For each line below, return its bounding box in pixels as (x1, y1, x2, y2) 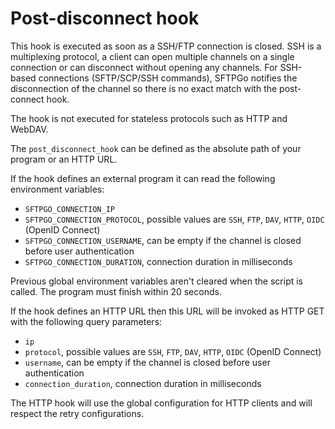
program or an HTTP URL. (10, 153, 118, 165)
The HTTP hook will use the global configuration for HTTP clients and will (10, 397, 313, 409)
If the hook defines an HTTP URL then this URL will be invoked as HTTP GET (10, 305, 325, 317)
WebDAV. (10, 123, 49, 135)
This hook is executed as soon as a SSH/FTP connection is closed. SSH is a (10, 40, 322, 52)
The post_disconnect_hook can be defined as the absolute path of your (10, 142, 302, 154)
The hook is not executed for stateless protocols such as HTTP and (10, 112, 288, 124)
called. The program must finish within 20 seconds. (10, 285, 222, 297)
